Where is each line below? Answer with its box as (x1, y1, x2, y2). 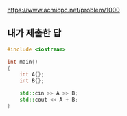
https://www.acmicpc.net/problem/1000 (7, 6, 120, 14)
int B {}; (19, 78, 45, 84)
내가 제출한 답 (7, 27, 62, 39)
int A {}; (19, 71, 45, 78)
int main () (7, 58, 38, 65)
